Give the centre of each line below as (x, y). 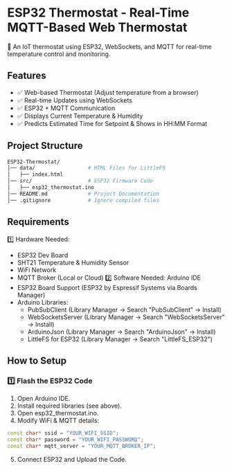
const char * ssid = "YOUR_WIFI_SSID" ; (63, 433)
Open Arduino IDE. (44, 399)
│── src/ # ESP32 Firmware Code (80, 181)
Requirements (38, 222)
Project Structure (45, 146)
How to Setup (37, 360)
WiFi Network (37, 270)
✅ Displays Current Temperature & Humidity (80, 116)
